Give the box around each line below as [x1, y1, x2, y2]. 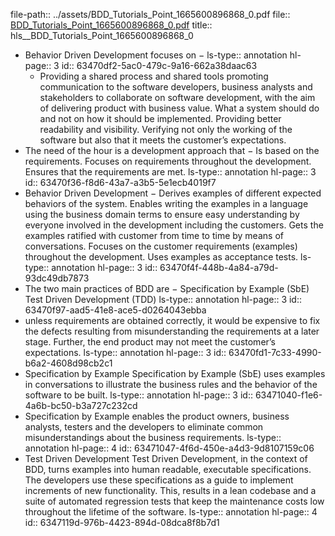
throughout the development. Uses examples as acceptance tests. [24, 251, 299, 263]
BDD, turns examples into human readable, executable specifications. [24, 464, 312, 475]
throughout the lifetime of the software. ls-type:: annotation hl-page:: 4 [24, 506, 318, 518]
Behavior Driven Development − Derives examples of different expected [24, 187, 322, 199]
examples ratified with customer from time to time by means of [24, 230, 284, 241]
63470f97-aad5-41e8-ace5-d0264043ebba [24, 304, 207, 316]
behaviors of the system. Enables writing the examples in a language [24, 198, 309, 209]
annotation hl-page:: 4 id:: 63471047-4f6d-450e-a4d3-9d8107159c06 [24, 442, 315, 454]
